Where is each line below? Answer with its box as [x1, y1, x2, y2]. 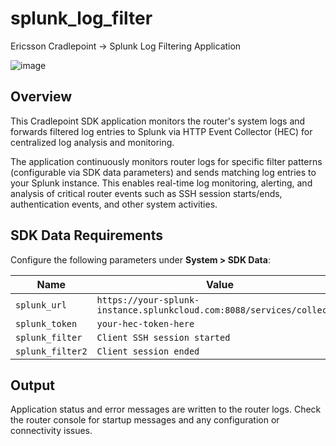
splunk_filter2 [15, 345, 88, 357]
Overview [10, 88, 73, 106]
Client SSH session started [96, 332, 231, 343]
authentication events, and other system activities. [10, 198, 218, 210]
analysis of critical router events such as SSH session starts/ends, [10, 187, 283, 199]
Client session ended [96, 345, 200, 357]
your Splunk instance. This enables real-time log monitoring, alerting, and [10, 177, 313, 189]
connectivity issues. [10, 425, 93, 437]
